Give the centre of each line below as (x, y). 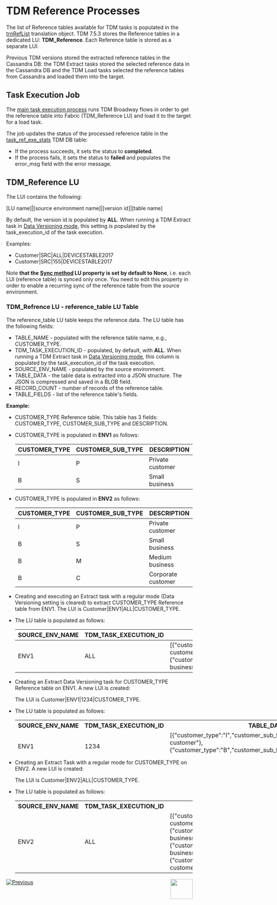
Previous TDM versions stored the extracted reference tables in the (88, 57)
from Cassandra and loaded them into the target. (66, 76)
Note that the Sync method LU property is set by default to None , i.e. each (99, 273)
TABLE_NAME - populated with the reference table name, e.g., (91, 337)
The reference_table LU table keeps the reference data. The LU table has (95, 320)
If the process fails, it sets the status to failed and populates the (92, 157)
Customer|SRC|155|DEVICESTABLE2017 (63, 261)
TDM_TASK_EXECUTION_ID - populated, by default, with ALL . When (98, 350)
